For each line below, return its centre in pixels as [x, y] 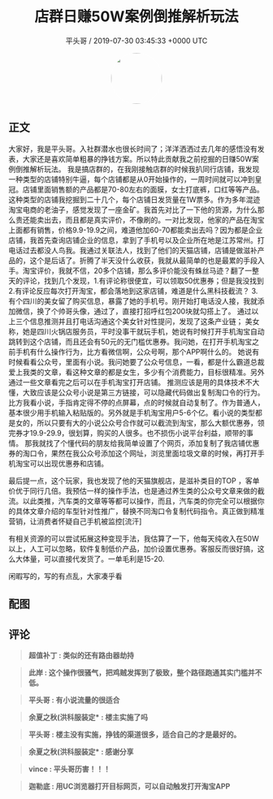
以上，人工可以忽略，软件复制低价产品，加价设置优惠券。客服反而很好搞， [133, 548]
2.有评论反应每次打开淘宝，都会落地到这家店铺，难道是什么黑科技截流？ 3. [133, 291]
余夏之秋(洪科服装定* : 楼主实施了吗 [88, 717]
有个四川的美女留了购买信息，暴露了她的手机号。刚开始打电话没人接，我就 [133, 300]
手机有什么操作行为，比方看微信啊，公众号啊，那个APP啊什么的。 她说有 [137, 352]
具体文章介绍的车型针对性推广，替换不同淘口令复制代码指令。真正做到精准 [140, 511]
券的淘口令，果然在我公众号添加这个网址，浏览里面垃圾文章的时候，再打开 [133, 453]
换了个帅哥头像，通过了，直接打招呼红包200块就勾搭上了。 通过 [144, 311]
